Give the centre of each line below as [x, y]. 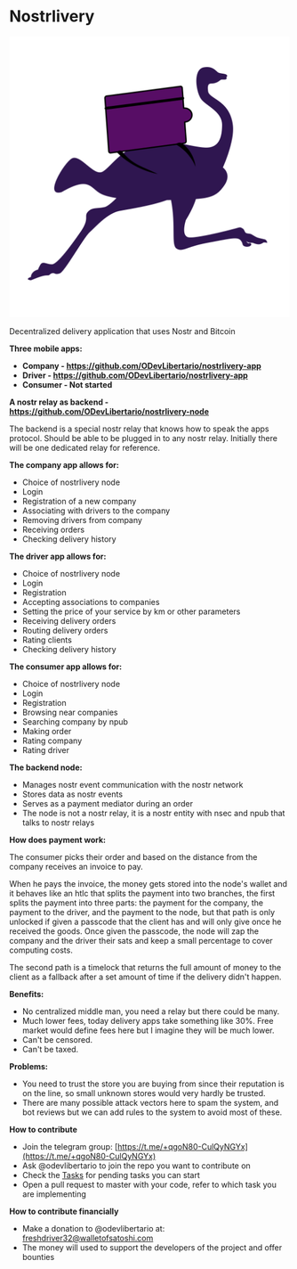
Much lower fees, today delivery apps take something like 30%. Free [148, 1020]
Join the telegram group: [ [70, 1146]
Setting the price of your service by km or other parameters [131, 611]
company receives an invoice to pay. [76, 866]
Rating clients [47, 640]
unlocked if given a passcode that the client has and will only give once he [145, 921]
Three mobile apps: [46, 348]
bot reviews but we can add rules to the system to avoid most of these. [152, 1112]
